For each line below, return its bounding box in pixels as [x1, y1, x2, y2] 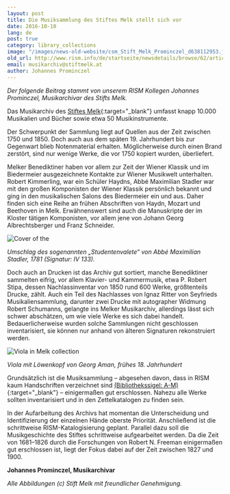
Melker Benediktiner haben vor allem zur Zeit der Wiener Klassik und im [7, 163, 209, 171]
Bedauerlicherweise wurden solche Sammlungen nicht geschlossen [7, 319, 199, 327]
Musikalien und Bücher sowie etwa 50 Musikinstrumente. [7, 114, 169, 122]
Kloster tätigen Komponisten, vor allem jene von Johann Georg [7, 213, 184, 222]
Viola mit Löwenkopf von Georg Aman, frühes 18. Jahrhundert [7, 360, 183, 368]
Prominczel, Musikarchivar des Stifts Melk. [7, 93, 128, 102]
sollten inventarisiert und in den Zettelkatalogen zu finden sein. [7, 395, 185, 403]
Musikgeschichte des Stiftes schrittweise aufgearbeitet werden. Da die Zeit [7, 430, 219, 439]
